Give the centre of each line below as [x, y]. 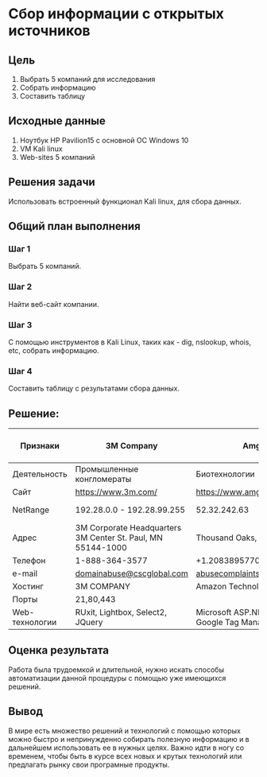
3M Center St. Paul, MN [119, 538]
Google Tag [218, 623]
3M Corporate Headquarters [128, 528]
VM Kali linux [41, 149]
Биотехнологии [226, 474]
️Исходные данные [57, 121]
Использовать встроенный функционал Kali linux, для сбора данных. [125, 201]
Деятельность [40, 474]
